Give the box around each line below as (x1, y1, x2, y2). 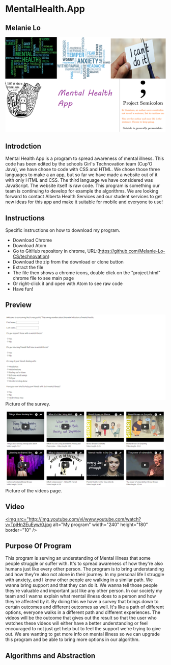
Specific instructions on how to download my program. (5, 227, 121, 233)
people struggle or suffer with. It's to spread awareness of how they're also (5, 560, 163, 567)
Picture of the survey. (5, 401, 50, 407)
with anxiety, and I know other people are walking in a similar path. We (5, 577, 153, 583)
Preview (5, 301, 32, 310)
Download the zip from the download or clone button (12, 258, 124, 265)
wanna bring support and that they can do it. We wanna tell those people (5, 582, 158, 588)
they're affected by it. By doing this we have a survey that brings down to (5, 599, 159, 605)
